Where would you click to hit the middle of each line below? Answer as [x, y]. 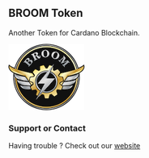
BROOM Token [46, 13]
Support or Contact [47, 128]
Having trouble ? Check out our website [74, 146]
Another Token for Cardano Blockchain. [74, 32]
